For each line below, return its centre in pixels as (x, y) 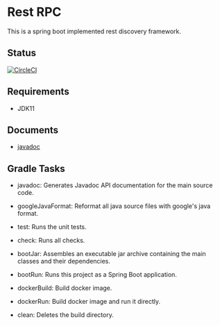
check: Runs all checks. (51, 241)
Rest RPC (34, 12)
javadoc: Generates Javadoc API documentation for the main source (115, 185)
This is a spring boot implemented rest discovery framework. (94, 31)
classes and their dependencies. (64, 261)
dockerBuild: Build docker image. (65, 288)
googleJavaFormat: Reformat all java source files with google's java (114, 206)
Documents (33, 130)
